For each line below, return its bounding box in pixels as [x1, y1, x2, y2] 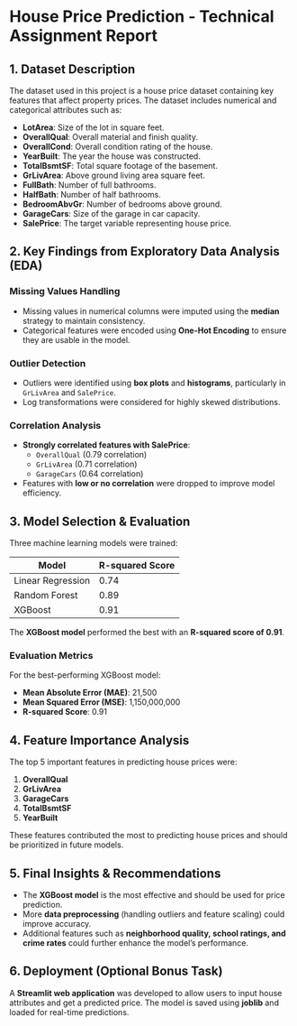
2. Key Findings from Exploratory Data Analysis [9, 244, 281, 259]
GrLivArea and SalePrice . [22, 386, 117, 398]
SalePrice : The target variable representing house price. [22, 218, 232, 228]
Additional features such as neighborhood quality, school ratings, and [22, 928, 286, 939]
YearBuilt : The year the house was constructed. [22, 151, 201, 162]
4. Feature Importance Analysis [9, 733, 190, 748]
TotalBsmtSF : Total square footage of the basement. [22, 161, 219, 171]
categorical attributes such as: [9, 105, 122, 115]
